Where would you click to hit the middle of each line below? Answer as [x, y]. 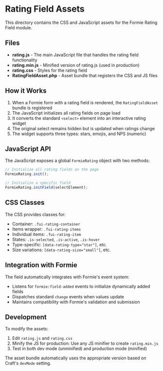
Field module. [19, 27]
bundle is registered [32, 108]
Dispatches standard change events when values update [68, 296]
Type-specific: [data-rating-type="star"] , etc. [59, 244]
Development [26, 317]
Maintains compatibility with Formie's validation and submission [76, 302]
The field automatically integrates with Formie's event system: [67, 277]
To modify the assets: [27, 329]
